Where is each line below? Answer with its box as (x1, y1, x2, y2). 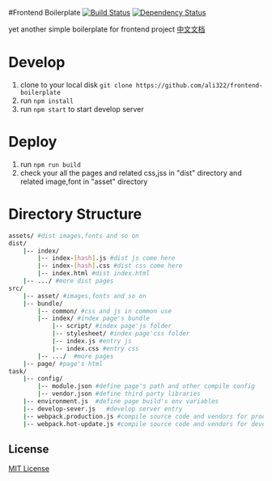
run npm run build (19, 159, 81, 169)
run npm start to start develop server (19, 104, 144, 113)
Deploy (8, 133, 57, 151)
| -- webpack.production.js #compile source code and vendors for (23, 412, 249, 420)
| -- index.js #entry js (51, 337, 132, 346)
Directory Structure (8, 205, 142, 223)
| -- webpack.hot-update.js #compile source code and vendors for (23, 419, 249, 428)
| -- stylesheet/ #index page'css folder (51, 330, 190, 338)
